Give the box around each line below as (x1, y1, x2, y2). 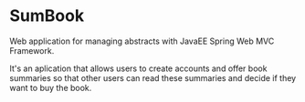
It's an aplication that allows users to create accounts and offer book (9, 63, 268, 74)
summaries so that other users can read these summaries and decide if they (9, 72, 297, 83)
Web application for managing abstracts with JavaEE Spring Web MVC (9, 36, 275, 46)
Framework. (9, 45, 55, 56)
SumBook (9, 5, 85, 26)
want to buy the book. (9, 82, 92, 93)
